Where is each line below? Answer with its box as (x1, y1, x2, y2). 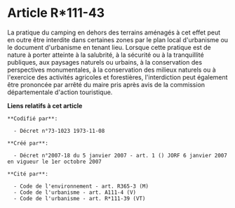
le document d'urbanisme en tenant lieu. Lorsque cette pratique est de (7, 43, 212, 51)
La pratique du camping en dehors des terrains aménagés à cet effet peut (7, 28, 221, 37)
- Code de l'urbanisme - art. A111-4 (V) (13, 188, 137, 196)
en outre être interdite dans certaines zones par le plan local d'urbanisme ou (7, 35, 229, 44)
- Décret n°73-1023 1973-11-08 (13, 127, 105, 134)
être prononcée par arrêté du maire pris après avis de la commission (7, 80, 206, 89)
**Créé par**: (7, 139, 49, 147)
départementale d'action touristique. (7, 88, 113, 96)
